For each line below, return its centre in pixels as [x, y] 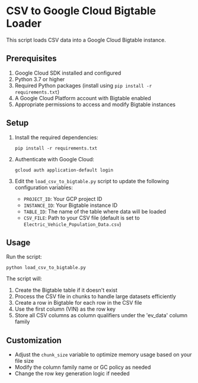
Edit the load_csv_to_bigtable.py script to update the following [92, 181]
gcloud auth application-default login [64, 170]
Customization [34, 340]
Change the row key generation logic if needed [72, 374]
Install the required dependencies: [57, 137]
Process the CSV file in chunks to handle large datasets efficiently [95, 296]
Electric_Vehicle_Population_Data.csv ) [72, 224]
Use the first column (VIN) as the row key [65, 309]
